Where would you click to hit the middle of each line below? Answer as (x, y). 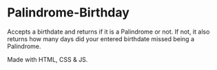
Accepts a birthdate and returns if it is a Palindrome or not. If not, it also (108, 32)
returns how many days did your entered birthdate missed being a (101, 38)
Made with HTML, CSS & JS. (48, 59)
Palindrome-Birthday (68, 13)
